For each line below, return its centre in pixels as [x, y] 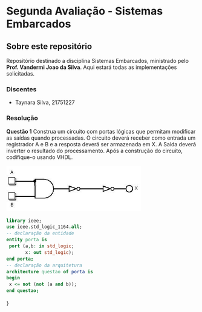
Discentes [21, 89]
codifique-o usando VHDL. [40, 157]
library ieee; [24, 221]
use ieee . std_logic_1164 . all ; [44, 227]
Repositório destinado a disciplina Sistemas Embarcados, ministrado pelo [98, 61]
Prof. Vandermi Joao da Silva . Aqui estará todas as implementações [92, 67]
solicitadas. [21, 73]
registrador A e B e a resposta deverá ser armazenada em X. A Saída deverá [101, 144]
